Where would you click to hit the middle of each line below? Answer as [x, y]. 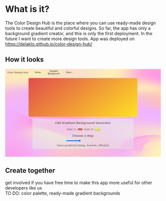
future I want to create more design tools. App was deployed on [70, 39]
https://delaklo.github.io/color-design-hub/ [49, 44]
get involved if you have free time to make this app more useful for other [79, 183]
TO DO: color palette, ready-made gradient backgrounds [63, 193]
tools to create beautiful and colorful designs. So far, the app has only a [78, 28]
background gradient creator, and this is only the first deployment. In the [79, 33]
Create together [30, 170]
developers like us [24, 188]
